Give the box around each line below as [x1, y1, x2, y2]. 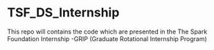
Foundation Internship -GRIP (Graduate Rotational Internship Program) [7, 34, 208, 42]
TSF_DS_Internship [7, 5, 120, 21]
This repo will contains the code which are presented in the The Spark [7, 27, 208, 36]
